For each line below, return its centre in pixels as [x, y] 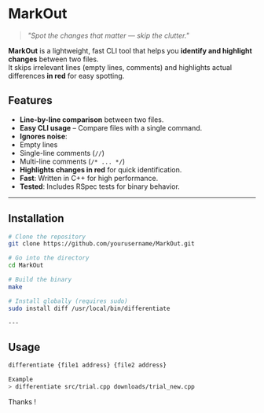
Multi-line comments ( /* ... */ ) [72, 161]
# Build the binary [40, 280]
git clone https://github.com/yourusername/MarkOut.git [101, 244]
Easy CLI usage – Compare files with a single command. [111, 127]
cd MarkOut [26, 265]
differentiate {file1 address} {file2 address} [88, 365]
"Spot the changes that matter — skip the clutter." [108, 35]
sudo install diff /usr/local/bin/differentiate [89, 308]
